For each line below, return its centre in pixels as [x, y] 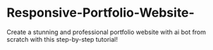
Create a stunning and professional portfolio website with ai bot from [106, 32]
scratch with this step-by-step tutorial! [62, 39]
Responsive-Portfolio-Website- [101, 13]
